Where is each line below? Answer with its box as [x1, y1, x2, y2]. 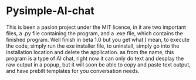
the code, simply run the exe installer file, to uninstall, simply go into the [6, 42, 180, 49]
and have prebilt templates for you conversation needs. [6, 67, 140, 74]
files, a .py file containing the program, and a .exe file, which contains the [6, 29, 183, 36]
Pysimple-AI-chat [6, 4, 95, 18]
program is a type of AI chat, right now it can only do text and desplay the [6, 55, 184, 62]
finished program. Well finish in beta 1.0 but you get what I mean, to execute [6, 36, 190, 43]
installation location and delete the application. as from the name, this [6, 48, 174, 55]
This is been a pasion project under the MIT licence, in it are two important [6, 24, 187, 31]
